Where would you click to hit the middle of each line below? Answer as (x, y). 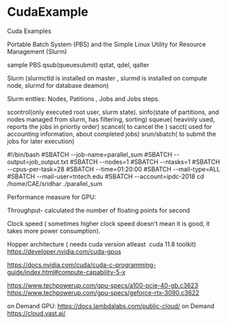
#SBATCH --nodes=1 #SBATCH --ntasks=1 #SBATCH (145, 161)
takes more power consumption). (54, 231)
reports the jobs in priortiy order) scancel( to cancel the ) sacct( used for (110, 126)
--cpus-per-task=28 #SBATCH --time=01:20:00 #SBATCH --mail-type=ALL (114, 169)
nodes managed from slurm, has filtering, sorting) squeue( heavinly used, (111, 119)
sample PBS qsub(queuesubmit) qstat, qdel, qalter (78, 65)
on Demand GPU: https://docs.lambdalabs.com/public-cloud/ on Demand (111, 305)
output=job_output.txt (38, 161)
